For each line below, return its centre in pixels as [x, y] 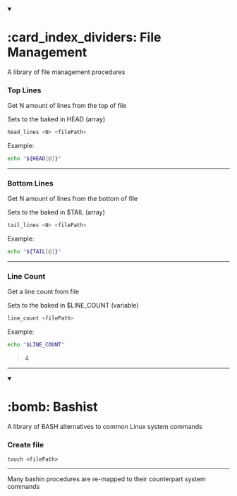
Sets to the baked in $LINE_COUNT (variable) [73, 306]
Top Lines [24, 90]
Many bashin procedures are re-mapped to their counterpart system [107, 479]
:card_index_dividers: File [84, 38]
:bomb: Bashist [53, 407]
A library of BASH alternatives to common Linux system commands [105, 427]
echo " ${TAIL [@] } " [34, 252]
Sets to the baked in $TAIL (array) [56, 212]
